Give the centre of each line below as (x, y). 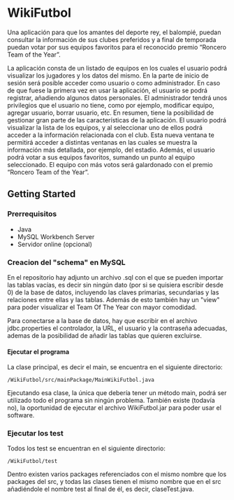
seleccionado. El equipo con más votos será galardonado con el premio (110, 164)
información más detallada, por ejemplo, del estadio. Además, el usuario (111, 150)
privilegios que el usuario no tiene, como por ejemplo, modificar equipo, (111, 105)
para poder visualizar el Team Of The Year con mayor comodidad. (102, 307)
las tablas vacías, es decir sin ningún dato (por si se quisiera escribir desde (115, 285)
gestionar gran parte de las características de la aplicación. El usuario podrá (117, 120)
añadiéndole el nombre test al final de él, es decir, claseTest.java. (101, 489)
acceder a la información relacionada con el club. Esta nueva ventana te (111, 135)
